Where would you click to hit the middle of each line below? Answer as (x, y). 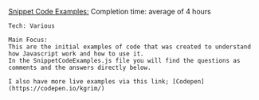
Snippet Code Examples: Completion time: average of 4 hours (110, 12)
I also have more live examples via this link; (89, 82)
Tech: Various (32, 26)
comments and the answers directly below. (80, 67)
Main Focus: (28, 40)
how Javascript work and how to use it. (77, 54)
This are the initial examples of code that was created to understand (129, 47)
